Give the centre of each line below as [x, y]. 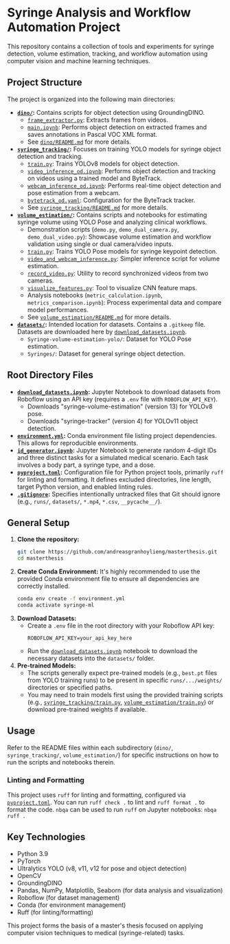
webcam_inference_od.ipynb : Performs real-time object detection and [124, 185]
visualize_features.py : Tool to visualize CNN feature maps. [112, 287]
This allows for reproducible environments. [78, 443]
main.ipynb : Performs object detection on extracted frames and [117, 127]
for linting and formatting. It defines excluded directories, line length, [114, 479]
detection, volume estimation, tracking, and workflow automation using [107, 54]
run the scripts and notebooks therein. [61, 762]
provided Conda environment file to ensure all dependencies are [108, 579]
